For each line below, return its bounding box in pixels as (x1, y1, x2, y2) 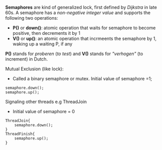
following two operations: (5, 15, 58, 21)
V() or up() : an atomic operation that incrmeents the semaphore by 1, (12, 35, 157, 41)
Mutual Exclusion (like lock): (5, 66, 64, 72)
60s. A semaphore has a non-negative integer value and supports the (5, 10, 151, 16)
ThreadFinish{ (5, 131, 35, 136)
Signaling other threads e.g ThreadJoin (5, 98, 87, 105)
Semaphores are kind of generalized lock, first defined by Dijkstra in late (5, 5, 157, 10)
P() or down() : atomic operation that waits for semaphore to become (12, 25, 156, 31)
